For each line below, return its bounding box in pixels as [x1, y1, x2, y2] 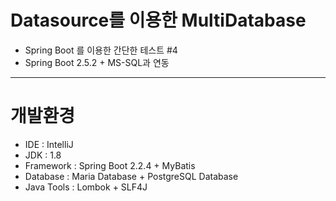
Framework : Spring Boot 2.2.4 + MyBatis [24, 159, 196, 171]
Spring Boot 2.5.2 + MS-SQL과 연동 [24, 56, 170, 68]
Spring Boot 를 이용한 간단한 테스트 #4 [24, 44, 178, 56]
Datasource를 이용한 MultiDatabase [10, 9, 307, 32]
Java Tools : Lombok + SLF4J [24, 181, 148, 193]
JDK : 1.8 [24, 149, 62, 161]
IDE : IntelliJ [24, 138, 74, 150]
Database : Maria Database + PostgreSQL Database [24, 170, 239, 182]
